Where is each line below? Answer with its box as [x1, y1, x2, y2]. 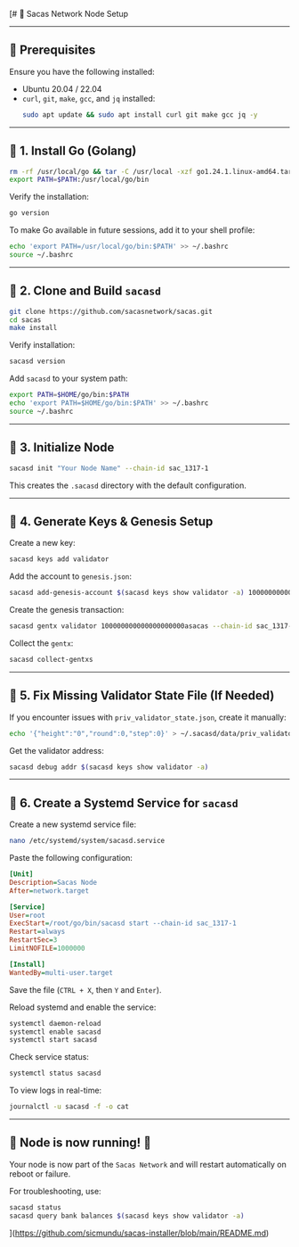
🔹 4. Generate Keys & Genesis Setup [9, 514, 214, 529]
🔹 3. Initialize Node [9, 440, 115, 455]
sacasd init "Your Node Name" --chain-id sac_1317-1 [9, 464, 209, 473]
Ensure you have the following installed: [9, 66, 156, 77]
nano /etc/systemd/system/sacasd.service [9, 837, 166, 846]
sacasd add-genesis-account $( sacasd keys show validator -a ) [9, 589, 245, 598]
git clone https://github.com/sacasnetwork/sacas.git [9, 307, 214, 316]
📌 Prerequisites [9, 43, 96, 58]
